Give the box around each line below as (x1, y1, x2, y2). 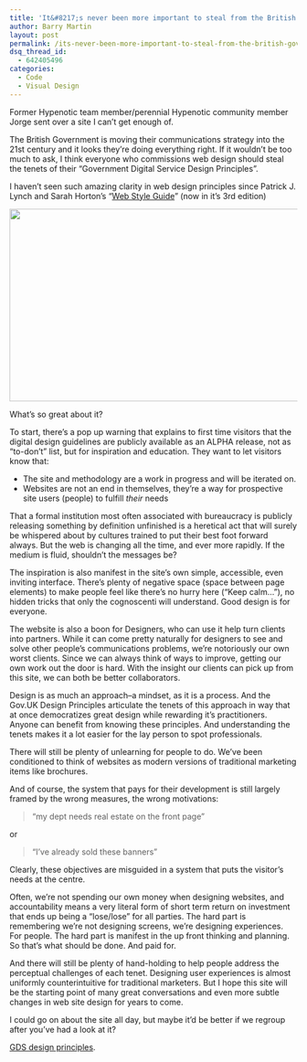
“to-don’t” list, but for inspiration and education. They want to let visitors (9, 445, 281, 457)
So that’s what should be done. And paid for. (9, 940, 176, 950)
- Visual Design (17, 81, 79, 90)
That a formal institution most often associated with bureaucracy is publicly (9, 510, 292, 521)
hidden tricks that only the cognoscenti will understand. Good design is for (9, 596, 291, 607)
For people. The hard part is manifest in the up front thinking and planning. (9, 929, 290, 941)
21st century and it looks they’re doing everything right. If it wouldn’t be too (9, 143, 292, 154)
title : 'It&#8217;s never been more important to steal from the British (9, 13, 297, 23)
